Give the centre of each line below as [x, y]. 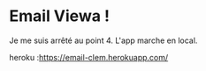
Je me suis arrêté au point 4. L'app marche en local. [103, 40]
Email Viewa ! [60, 16]
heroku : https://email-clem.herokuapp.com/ [89, 57]
